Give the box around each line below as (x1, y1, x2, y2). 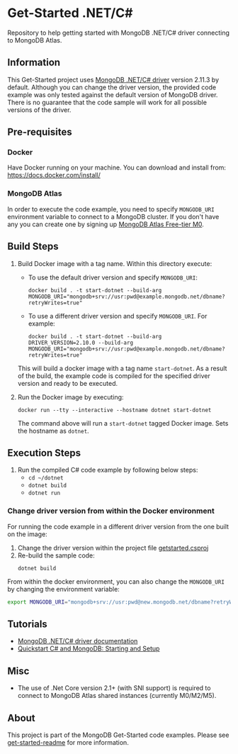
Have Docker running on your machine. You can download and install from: (7, 163, 227, 172)
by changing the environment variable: (7, 584, 120, 593)
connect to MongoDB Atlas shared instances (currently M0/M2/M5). (17, 692, 217, 700)
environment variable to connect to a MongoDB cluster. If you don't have (7, 212, 220, 221)
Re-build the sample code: (17, 551, 96, 560)
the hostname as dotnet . (17, 426, 90, 435)
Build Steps (7, 240, 59, 253)
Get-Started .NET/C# (7, 5, 133, 21)
